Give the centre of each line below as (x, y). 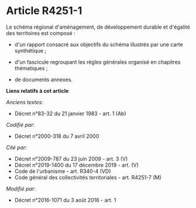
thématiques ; (31, 68)
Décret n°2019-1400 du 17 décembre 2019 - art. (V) (76, 165)
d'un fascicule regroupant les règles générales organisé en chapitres (97, 62)
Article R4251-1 (44, 11)
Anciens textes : (25, 102)
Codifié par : (20, 124)
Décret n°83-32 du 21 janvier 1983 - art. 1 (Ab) (71, 113)
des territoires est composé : (41, 33)
